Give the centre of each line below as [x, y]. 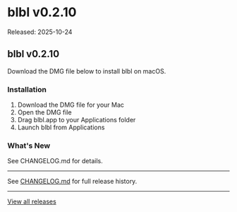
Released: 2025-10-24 [40, 32]
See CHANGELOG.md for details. [55, 161]
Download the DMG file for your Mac [71, 105]
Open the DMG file [44, 112]
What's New [29, 146]
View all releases [32, 201]
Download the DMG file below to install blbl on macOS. [87, 71]
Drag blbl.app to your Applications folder [77, 120]
